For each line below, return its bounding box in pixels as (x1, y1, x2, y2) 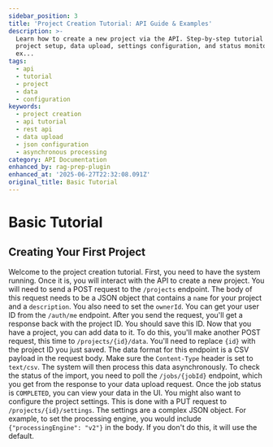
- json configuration (15, 140, 89, 149)
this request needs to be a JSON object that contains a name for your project (8, 293, 262, 302)
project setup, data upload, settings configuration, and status (15, 42, 242, 50)
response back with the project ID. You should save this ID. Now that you (8, 319, 252, 328)
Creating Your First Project (8, 245, 146, 259)
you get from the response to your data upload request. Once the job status (8, 379, 262, 388)
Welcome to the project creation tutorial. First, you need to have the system (8, 267, 261, 276)
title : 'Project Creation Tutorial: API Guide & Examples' (8, 20, 213, 28)
